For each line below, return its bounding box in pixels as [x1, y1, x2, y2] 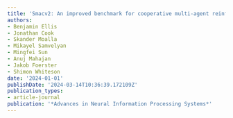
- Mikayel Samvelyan [7, 42, 67, 49]
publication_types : [7, 87, 64, 94]
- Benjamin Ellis [7, 23, 58, 30]
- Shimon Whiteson [7, 68, 60, 75]
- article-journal [7, 94, 60, 101]
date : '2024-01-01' [7, 74, 64, 82]
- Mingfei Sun [7, 49, 49, 56]
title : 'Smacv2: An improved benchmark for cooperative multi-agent [7, 10, 209, 17]
